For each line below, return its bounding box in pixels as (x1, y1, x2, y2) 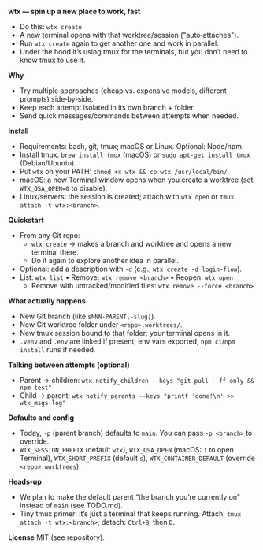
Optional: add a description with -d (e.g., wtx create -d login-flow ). (19, 264, 243, 273)
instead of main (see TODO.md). (19, 500, 124, 510)
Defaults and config (8, 413, 75, 422)
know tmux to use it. (19, 55, 86, 65)
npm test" (19, 384, 53, 392)
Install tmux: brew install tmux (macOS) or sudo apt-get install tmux (19, 150, 250, 159)
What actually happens (8, 296, 87, 306)
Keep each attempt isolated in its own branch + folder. (19, 102, 195, 112)
